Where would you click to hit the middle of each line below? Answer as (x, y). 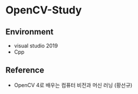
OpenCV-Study (44, 10)
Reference (25, 70)
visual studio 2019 (36, 46)
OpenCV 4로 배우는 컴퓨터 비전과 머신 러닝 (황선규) (73, 85)
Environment (30, 32)
